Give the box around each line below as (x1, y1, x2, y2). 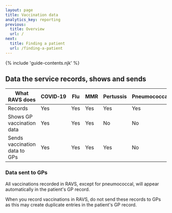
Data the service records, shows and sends (5, 75, 146, 84)
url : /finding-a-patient (10, 46, 63, 51)
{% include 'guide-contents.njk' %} (5, 60, 80, 66)
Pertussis (103, 93, 127, 100)
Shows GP (8, 113, 33, 121)
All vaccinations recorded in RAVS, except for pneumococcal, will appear (5, 181, 159, 187)
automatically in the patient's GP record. (5, 186, 90, 192)
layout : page (5, 7, 33, 13)
